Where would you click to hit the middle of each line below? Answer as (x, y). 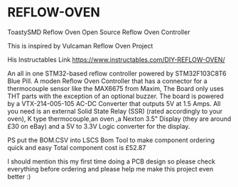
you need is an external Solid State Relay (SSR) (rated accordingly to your (115, 111)
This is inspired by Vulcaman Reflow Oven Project (80, 46)
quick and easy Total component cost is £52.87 (77, 147)
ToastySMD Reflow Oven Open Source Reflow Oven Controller (99, 32)
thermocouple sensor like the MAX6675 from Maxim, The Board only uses (115, 88)
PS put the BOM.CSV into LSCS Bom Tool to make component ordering (111, 140)
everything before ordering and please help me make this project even (110, 169)
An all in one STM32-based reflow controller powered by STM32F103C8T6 (117, 73)
